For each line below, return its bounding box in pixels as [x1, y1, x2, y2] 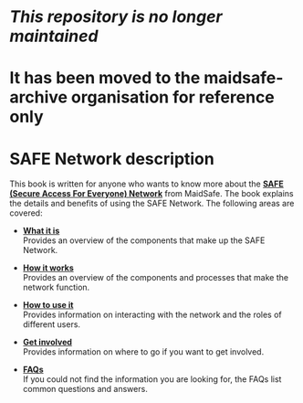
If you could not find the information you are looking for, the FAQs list [22, 374, 282, 385]
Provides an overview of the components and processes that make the [22, 272, 289, 283]
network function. [22, 281, 90, 293]
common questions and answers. [22, 384, 148, 395]
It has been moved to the [9, 68, 201, 89]
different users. [22, 319, 80, 330]
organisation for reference [71, 87, 276, 108]
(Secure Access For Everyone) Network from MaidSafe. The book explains [9, 188, 294, 199]
